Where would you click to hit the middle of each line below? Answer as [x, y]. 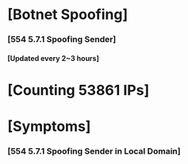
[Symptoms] [49, 126]
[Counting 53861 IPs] [79, 90]
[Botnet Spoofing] [68, 15]
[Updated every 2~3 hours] [54, 58]
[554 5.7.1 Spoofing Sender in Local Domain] [94, 151]
